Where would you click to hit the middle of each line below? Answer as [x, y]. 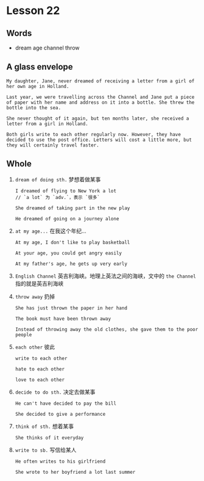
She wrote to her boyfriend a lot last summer [75, 472]
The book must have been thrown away [63, 319]
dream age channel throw [47, 48]
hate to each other [40, 369]
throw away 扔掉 [35, 296]
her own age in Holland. [38, 86]
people [23, 335]
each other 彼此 [35, 347]
